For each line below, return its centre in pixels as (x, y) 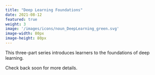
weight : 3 (16, 24)
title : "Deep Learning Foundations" (44, 10)
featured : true (21, 19)
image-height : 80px (26, 39)
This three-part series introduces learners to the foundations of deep (77, 52)
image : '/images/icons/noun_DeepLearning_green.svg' (62, 29)
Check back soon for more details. (41, 68)
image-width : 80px (25, 33)
